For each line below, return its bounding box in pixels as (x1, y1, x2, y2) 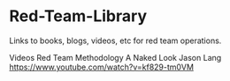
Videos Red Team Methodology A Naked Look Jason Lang (9, 52, 222, 63)
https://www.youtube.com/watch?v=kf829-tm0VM (9, 62, 195, 72)
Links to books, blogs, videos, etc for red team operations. (9, 35, 222, 46)
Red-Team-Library (9, 6, 148, 26)
